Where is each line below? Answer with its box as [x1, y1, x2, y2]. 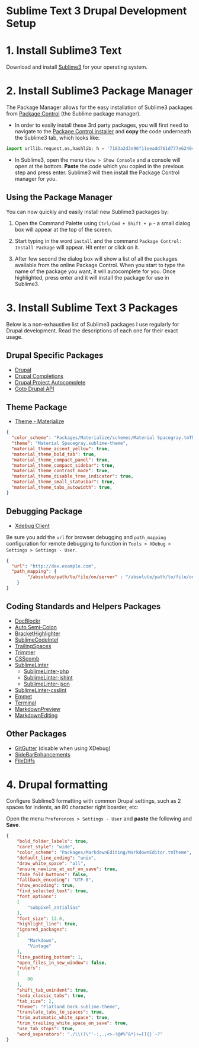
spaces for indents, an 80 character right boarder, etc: [6, 804, 139, 811]
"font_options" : [17, 893, 57, 900]
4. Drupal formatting [6, 778, 108, 791]
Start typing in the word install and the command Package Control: [14, 237, 182, 244]
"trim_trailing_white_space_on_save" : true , [17, 1020, 129, 1026]
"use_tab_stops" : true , [17, 1026, 76, 1032]
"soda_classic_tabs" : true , [17, 992, 86, 999]
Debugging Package [6, 507, 83, 517]
